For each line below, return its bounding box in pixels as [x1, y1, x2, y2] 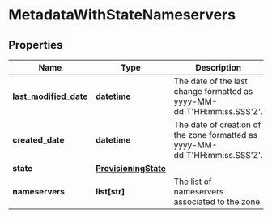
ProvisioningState [96, 163, 166, 173]
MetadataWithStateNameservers [8, 6, 236, 24]
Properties [8, 38, 63, 52]
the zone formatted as [173, 130, 257, 140]
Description [195, 62, 241, 73]
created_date [12, 135, 65, 145]
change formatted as [173, 86, 253, 96]
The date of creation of [173, 119, 261, 130]
